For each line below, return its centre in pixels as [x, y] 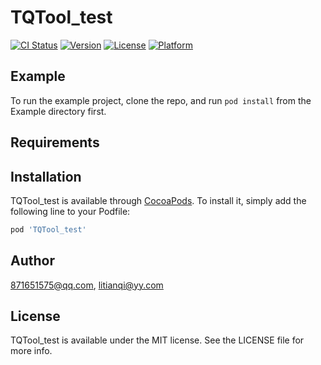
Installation [46, 176]
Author [32, 261]
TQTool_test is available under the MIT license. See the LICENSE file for [157, 340]
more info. [31, 351]
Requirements [55, 142]
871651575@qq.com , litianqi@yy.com [87, 285]
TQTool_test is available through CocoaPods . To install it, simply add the [158, 200]
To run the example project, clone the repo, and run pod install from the [161, 100]
